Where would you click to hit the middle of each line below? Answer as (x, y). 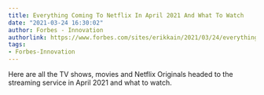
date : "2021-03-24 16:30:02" (56, 23)
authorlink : (27, 37)
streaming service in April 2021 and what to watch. (90, 82)
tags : (17, 45)
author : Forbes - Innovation (56, 30)
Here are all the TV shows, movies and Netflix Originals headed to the (121, 74)
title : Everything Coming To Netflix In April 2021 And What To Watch (126, 15)
